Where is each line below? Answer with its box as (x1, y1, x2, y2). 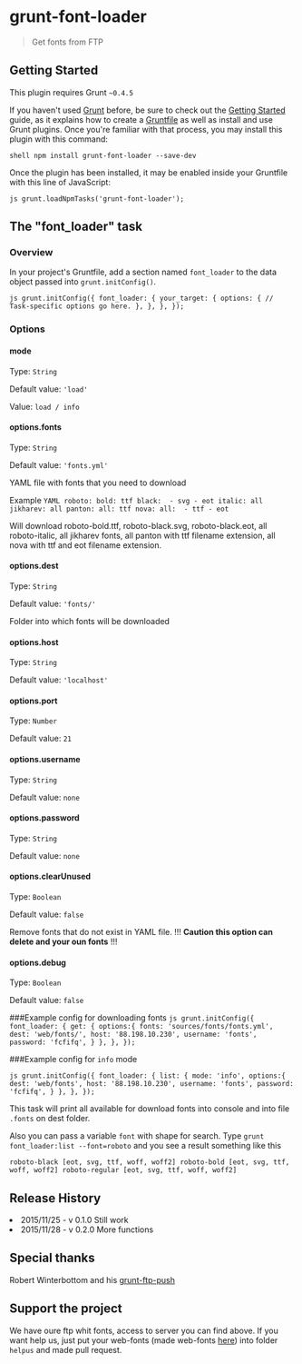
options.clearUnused (9, 871, 92, 882)
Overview (9, 246, 54, 259)
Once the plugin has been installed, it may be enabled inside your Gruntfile (9, 166, 288, 178)
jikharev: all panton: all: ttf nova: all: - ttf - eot (9, 504, 229, 513)
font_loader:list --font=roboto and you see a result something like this (9, 1140, 282, 1151)
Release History (9, 1190, 102, 1206)
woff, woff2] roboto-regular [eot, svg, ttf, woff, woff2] (9, 1166, 238, 1175)
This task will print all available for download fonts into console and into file (9, 1103, 290, 1114)
